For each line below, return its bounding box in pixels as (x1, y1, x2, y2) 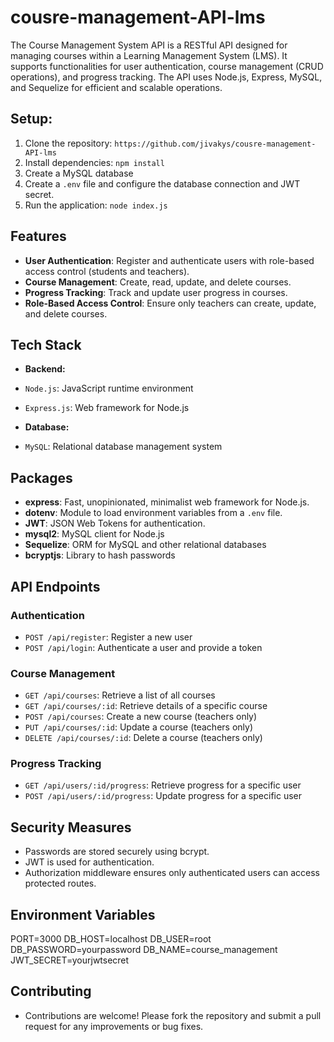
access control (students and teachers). (24, 265, 190, 277)
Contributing (10, 983, 92, 1000)
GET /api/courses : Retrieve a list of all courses (24, 689, 216, 701)
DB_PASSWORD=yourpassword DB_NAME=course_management (10, 944, 278, 956)
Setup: (10, 111, 53, 128)
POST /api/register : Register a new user (24, 631, 193, 643)
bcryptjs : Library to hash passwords (24, 549, 176, 561)
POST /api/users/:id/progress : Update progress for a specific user (24, 790, 302, 802)
